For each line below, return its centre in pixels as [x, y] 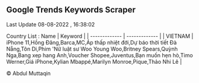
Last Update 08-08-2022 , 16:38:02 [51, 24]
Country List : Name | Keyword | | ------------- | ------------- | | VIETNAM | [100, 36]
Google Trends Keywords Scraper [71, 10]
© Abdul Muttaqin [29, 73]
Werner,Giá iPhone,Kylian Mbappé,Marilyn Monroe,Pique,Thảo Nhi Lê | [94, 61]
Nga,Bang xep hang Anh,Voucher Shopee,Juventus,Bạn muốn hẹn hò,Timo [99, 55]
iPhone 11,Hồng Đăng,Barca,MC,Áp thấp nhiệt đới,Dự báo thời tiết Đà [91, 42]
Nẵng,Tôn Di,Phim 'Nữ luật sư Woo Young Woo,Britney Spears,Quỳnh [92, 49]
